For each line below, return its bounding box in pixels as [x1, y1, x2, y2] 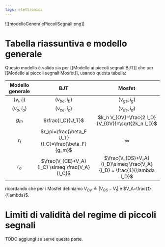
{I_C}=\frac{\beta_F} [41, 140, 87, 147]
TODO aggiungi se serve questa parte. [5, 236, 83, 242]
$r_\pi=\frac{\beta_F [40, 128, 87, 135]
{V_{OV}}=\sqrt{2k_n [96, 120, 144, 127]
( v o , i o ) [12, 105, 27, 113]
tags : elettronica [5, 7, 43, 12]
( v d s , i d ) [118, 105, 136, 113]
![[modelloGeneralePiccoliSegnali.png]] [5, 21, 85, 27]
